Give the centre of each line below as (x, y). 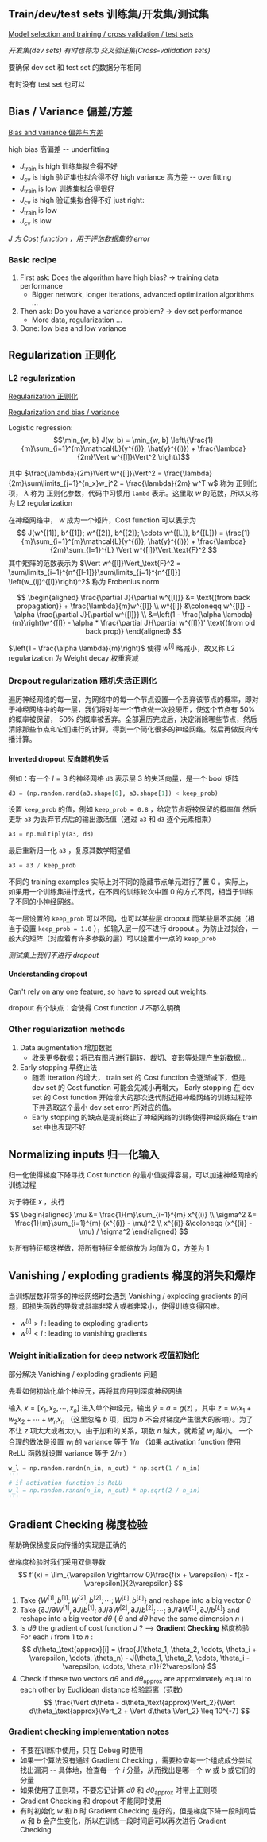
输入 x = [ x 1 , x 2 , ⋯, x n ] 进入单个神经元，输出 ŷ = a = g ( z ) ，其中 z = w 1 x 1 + (130, 1408)
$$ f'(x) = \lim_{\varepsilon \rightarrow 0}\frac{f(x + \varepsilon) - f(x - (133, 1575)
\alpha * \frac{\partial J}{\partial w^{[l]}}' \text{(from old (164, 623)
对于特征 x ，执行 (37, 1202)
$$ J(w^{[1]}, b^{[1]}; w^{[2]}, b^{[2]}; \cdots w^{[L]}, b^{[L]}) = (120, 533)
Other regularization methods (67, 1030)
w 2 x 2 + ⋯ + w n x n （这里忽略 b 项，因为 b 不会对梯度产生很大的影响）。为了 (131, 1420)
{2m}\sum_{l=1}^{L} (83, 550)
